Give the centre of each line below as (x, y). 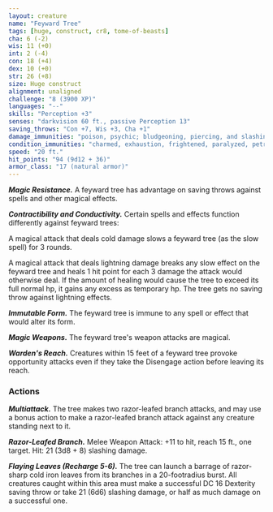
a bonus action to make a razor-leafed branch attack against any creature (132, 418)
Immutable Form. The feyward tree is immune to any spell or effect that (129, 313)
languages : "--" (36, 106)
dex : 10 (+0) (30, 69)
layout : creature (38, 16)
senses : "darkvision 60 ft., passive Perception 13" (100, 122)
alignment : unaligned (45, 91)
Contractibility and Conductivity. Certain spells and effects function (124, 214)
